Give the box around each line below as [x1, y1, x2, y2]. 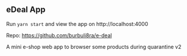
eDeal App [6, 5, 46, 15]
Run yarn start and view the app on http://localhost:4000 [6, 20, 148, 27]
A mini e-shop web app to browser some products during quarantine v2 [6, 43, 182, 50]
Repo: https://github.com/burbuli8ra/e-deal [6, 32, 112, 39]
